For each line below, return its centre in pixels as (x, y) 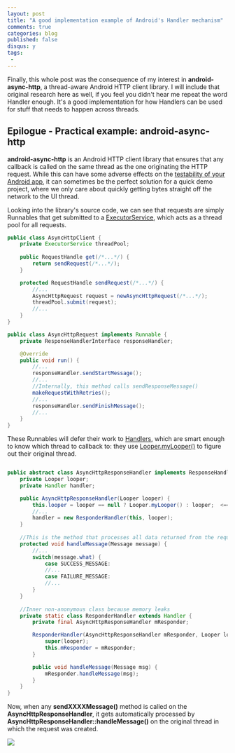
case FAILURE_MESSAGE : (78, 577)
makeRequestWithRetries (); (72, 393)
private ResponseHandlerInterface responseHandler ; (97, 341)
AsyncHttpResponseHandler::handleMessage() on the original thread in (113, 721)
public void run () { (50, 360)
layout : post (26, 14)
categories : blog (33, 33)
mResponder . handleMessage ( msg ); (92, 674)
